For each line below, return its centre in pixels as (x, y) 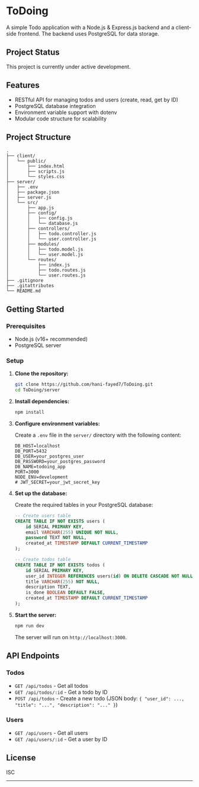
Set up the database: (41, 493)
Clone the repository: (41, 374)
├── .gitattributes (30, 286)
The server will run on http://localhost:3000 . (71, 637)
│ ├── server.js (29, 198)
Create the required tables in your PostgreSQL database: (84, 504)
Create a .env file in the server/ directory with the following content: (98, 435)
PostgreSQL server (38, 345)
